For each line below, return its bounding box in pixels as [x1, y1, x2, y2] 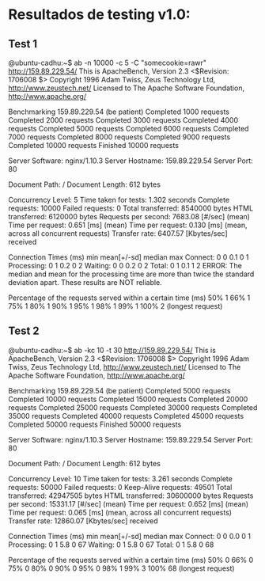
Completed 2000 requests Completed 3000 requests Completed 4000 [8, 116, 239, 124]
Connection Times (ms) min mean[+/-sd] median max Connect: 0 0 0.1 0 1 [8, 253, 249, 262]
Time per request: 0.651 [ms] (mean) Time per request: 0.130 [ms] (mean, [8, 220, 248, 230]
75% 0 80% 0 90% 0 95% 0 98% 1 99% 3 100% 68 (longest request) [8, 564, 235, 573]
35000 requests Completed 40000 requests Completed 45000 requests [8, 411, 244, 420]
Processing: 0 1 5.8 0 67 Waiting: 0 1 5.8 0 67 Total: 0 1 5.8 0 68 [8, 540, 214, 549]
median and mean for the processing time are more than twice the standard [8, 269, 255, 279]
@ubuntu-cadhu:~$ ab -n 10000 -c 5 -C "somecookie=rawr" [8, 58, 207, 67]
